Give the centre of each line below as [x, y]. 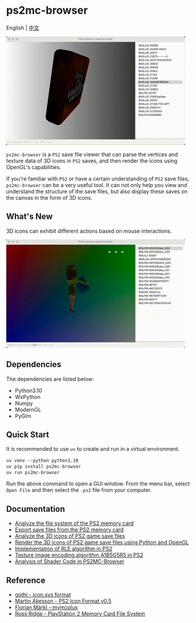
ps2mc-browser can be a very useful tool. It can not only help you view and [97, 185]
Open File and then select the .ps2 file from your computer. [79, 490]
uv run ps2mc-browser [33, 473]
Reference [26, 580]
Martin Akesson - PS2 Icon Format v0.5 [63, 601]
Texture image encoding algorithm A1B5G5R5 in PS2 [79, 555]
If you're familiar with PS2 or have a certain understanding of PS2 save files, [98, 178]
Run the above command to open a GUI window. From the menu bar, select [98, 484]
